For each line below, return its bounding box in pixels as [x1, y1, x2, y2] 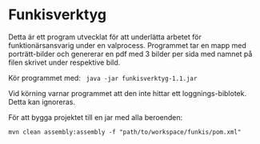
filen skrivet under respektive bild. [8, 58, 121, 67]
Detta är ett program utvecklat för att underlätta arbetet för [8, 32, 202, 42]
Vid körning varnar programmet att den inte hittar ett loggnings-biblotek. [8, 88, 246, 98]
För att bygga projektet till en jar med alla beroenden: [8, 112, 183, 122]
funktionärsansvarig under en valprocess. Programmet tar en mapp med [8, 40, 246, 50]
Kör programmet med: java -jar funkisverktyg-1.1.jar [8, 73, 198, 82]
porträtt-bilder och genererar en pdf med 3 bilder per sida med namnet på [8, 49, 253, 58]
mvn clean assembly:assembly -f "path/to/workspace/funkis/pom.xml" [8, 128, 242, 136]
